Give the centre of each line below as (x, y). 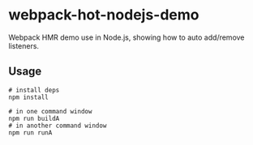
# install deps (34, 90)
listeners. (24, 45)
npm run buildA (34, 118)
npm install (28, 97)
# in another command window (58, 126)
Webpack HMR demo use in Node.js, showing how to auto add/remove (126, 37)
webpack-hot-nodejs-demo (104, 15)
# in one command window (50, 111)
